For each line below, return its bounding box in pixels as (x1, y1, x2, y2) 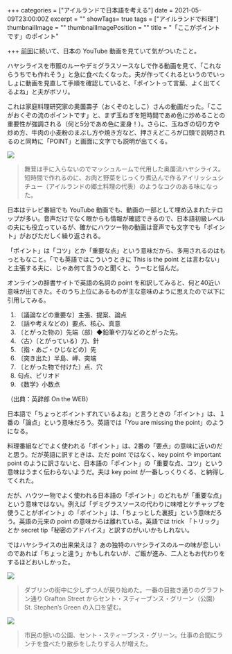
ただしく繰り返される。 (37, 232, 105, 240)
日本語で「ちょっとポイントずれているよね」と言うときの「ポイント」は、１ (7, 410, 226, 418)
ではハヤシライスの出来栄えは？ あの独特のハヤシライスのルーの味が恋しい (7, 541, 222, 548)
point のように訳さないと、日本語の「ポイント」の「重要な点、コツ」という (7, 459, 224, 467)
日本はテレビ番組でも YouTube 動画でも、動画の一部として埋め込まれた (7, 206, 211, 214)
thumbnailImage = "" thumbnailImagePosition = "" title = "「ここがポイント (7, 24, 220, 31)
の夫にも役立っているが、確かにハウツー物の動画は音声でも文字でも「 (7, 223, 208, 231)
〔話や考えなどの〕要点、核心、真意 (17, 319, 121, 328)
